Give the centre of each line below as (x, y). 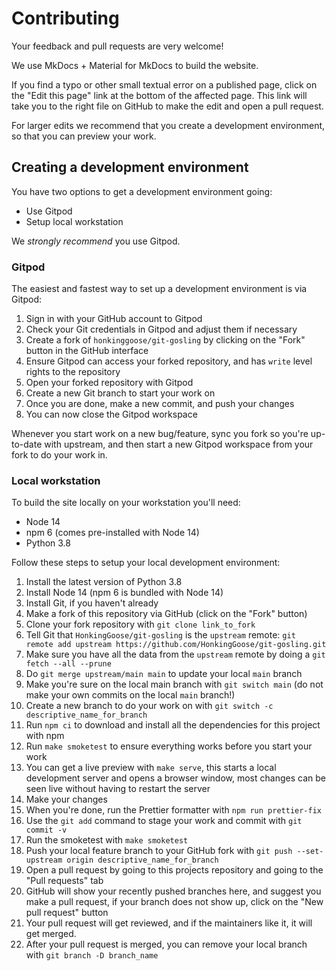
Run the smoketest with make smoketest (107, 840)
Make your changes (66, 799)
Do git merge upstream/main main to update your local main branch (164, 674)
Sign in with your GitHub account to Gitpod (114, 319)
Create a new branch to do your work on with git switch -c (149, 706)
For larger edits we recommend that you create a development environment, (168, 125)
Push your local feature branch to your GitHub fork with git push (159, 851)
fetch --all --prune (68, 664)
